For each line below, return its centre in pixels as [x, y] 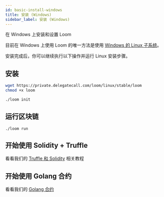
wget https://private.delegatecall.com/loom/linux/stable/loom [74, 86]
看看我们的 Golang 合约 [30, 189]
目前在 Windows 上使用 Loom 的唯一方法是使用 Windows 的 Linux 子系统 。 [84, 45]
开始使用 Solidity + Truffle [46, 145]
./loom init [18, 100]
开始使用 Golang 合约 [39, 176]
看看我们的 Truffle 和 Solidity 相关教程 [45, 158]
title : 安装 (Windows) [28, 15]
